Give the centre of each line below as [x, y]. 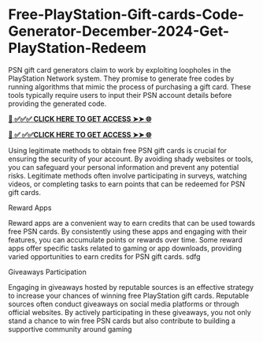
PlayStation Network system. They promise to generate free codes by [121, 78]
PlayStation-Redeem [78, 48]
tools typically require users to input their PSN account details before [120, 95]
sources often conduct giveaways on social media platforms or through [124, 304]
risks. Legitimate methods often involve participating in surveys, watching [128, 175]
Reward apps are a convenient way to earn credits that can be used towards [132, 223]
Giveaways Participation [47, 272]
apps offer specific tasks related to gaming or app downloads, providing [125, 248]
